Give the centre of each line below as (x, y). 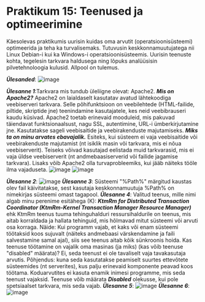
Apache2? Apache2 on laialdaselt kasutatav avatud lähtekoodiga (89, 98)
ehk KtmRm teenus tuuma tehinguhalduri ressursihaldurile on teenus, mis (99, 214)
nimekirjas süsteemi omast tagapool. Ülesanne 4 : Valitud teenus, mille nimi (101, 194)
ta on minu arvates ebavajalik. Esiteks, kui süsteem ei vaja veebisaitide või (102, 137)
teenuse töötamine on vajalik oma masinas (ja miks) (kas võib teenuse (95, 246)
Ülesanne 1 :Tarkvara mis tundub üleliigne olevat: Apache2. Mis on (90, 91)
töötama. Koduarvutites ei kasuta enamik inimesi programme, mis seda (96, 273)
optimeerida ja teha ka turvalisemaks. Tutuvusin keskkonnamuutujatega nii (100, 48)
